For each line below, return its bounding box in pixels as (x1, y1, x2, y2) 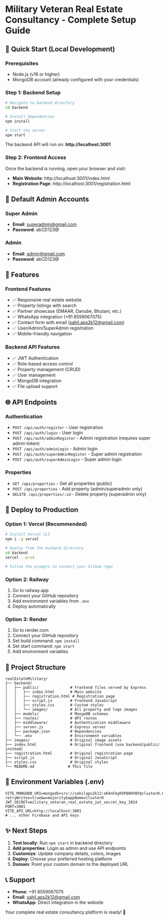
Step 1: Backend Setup (5, 89, 61, 96)
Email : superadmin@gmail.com (12, 222, 77, 228)
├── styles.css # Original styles (5, 760, 108, 765)
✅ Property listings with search (12, 302, 76, 309)
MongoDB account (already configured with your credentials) (12, 76, 139, 82)
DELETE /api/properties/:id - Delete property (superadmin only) (12, 491, 146, 497)
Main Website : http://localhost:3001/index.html (12, 175, 110, 181)
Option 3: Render (5, 616, 47, 623)
